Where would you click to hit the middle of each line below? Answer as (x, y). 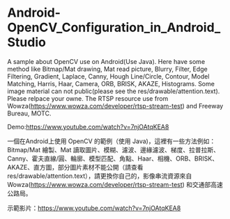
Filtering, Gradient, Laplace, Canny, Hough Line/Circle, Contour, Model (108, 76)
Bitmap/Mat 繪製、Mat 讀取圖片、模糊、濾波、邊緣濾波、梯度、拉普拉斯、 (113, 149)
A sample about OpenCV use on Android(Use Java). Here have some (106, 61)
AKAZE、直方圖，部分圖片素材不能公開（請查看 (75, 167)
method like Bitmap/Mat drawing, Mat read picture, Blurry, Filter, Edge (107, 69)
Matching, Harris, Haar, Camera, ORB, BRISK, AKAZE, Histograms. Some (111, 83)
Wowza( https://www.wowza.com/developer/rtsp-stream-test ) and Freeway (115, 106)
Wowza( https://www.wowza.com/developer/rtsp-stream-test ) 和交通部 (109, 184)
